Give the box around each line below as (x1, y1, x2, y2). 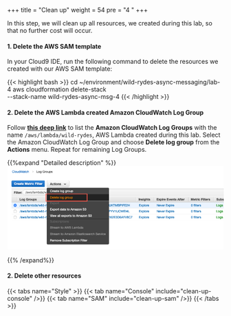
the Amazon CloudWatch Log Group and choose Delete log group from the (7, 138, 220, 146)
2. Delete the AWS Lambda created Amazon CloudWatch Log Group (7, 108, 204, 116)
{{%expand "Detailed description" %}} (7, 159, 117, 167)
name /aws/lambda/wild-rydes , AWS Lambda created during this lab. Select (7, 131, 221, 139)
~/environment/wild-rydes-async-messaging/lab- (78, 78, 221, 87)
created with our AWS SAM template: (7, 65, 112, 73)
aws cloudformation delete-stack (12, 85, 107, 93)
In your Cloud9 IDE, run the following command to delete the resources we (7, 58, 219, 66)
